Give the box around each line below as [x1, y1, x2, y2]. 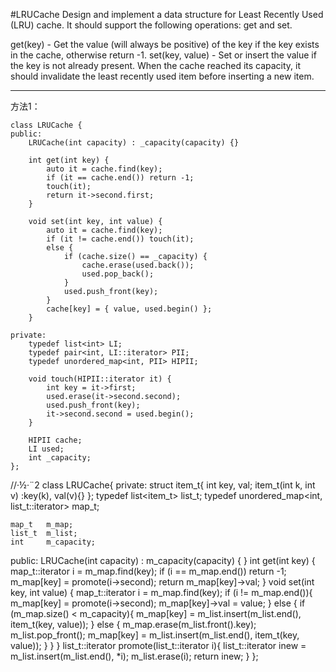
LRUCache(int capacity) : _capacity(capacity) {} [28, 138, 240, 148]
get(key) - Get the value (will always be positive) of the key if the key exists [10, 39, 320, 50]
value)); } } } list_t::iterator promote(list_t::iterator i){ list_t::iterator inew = [10, 640, 307, 651]
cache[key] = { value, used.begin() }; [46, 304, 213, 314]
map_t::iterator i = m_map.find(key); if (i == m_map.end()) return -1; [10, 565, 287, 577]
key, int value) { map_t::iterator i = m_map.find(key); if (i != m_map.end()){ [10, 587, 313, 598]
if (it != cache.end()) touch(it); [46, 234, 195, 244]
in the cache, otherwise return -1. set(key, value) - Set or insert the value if [10, 49, 317, 61]
